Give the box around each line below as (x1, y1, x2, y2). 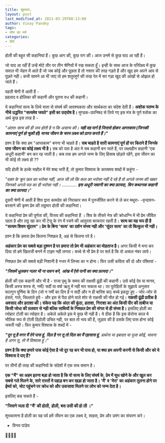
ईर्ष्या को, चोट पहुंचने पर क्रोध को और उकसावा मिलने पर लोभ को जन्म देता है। (5, 383, 121, 389)
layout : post (5, 12, 32, 17)
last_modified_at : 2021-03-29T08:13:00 (5, 16, 87, 21)
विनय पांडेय (12, 422, 30, 428)
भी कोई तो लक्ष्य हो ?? (5, 156, 39, 162)
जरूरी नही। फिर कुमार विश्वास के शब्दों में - (5, 322, 72, 328)
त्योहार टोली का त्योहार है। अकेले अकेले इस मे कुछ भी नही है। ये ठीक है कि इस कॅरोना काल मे (5, 311, 149, 317)
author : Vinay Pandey (5, 21, 49, 26)
